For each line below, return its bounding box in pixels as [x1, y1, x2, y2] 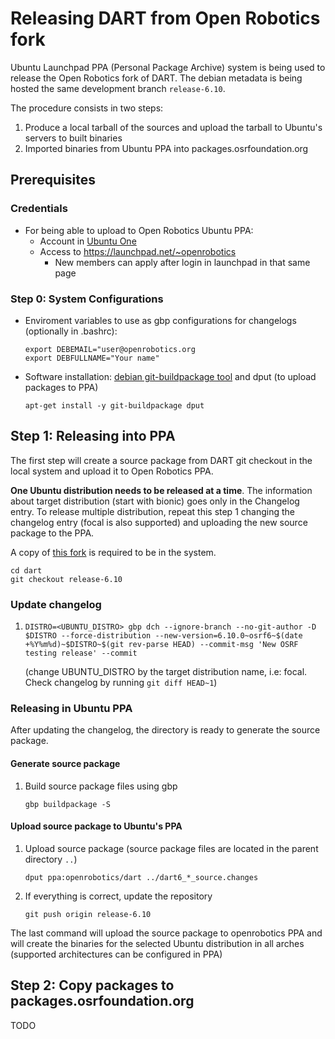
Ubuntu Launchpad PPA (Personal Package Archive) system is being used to [10, 61, 326, 73]
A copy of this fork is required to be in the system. [10, 546, 217, 558]
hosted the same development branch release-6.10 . [10, 82, 226, 94]
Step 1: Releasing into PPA [10, 428, 176, 445]
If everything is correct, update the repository [24, 890, 213, 902]
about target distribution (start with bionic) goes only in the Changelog [10, 495, 300, 507]
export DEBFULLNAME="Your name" [24, 353, 160, 363]
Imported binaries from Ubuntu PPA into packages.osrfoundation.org [24, 142, 309, 154]
